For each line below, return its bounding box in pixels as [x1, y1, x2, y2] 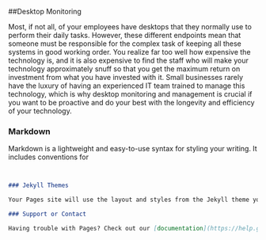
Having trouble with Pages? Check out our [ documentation [8, 224, 203, 232]
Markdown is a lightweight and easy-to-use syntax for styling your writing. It [8, 144, 257, 154]
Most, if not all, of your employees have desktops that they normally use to [8, 22, 252, 31]
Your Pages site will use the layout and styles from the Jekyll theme [8, 196, 249, 204]
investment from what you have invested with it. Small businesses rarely [8, 73, 244, 82]
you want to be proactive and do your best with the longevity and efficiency [8, 98, 255, 107]
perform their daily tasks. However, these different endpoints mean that [8, 31, 241, 40]
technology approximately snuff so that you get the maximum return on [8, 64, 241, 74]
